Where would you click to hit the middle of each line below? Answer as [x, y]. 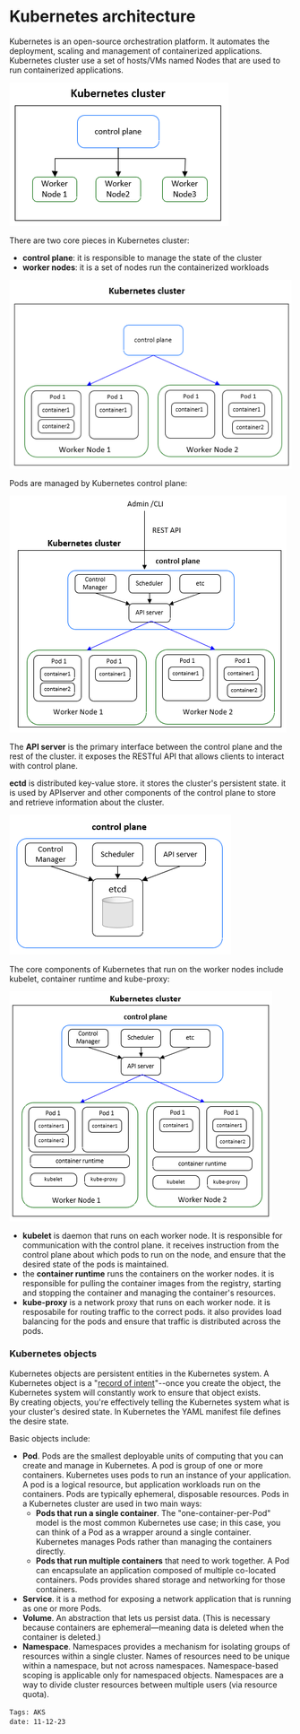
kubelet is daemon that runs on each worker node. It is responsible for [153, 1235]
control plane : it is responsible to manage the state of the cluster [142, 257]
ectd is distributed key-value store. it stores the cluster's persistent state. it [148, 783]
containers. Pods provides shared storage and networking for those [160, 1580]
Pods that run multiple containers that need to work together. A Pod [163, 1560]
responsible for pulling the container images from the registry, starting [152, 1283]
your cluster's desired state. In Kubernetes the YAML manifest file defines [145, 1411]
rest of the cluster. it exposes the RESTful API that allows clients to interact [147, 756]
